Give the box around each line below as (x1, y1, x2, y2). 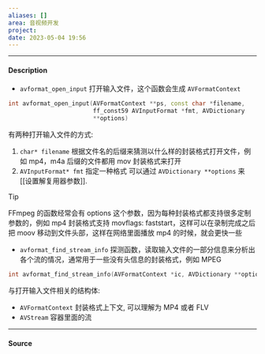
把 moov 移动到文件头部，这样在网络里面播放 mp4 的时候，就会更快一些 (8, 228, 243, 238)
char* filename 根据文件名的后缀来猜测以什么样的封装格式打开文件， (19, 147, 244, 156)
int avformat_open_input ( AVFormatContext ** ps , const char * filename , (8, 100, 245, 107)
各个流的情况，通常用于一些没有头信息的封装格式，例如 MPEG (19, 254, 222, 265)
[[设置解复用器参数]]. (19, 176, 88, 186)
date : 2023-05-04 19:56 (8, 33, 87, 42)
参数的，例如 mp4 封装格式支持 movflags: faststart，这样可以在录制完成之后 (8, 218, 256, 228)
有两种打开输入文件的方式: (8, 130, 94, 139)
